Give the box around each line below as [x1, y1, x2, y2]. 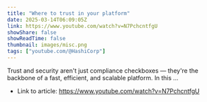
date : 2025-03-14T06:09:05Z [7, 16, 88, 23]
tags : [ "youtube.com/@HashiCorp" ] [7, 48, 106, 55]
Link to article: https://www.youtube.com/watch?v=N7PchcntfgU [16, 86, 200, 95]
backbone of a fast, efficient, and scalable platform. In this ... [7, 73, 179, 82]
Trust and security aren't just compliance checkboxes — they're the [7, 66, 199, 75]
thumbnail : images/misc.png [7, 41, 88, 48]
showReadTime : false [7, 35, 66, 42]
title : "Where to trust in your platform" [7, 10, 130, 17]
